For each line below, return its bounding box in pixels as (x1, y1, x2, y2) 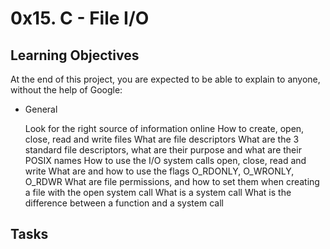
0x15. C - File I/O (10, 7, 150, 30)
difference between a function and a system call (24, 197, 224, 209)
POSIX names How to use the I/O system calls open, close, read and (24, 155, 307, 166)
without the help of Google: (10, 84, 123, 96)
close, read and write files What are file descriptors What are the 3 (24, 133, 300, 145)
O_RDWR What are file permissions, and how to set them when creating (24, 176, 320, 187)
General (24, 103, 58, 115)
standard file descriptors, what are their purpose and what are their (24, 144, 302, 156)
